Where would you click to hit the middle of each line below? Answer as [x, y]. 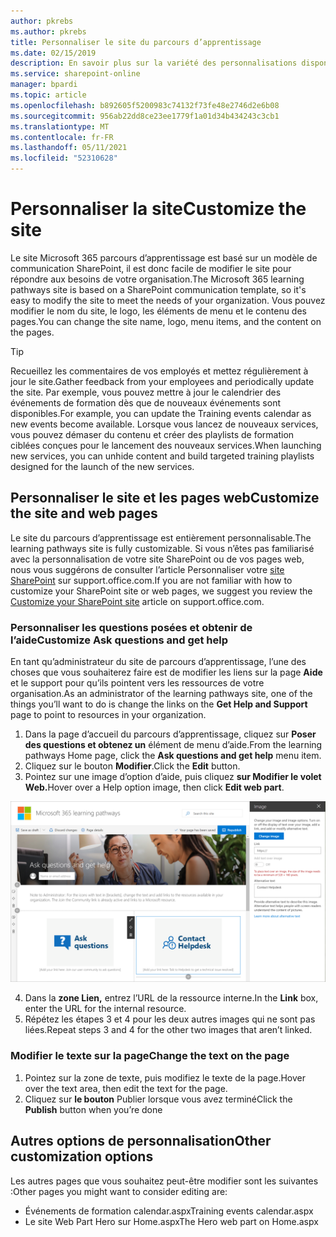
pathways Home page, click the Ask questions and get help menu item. [173, 756]
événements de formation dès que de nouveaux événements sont [145, 402]
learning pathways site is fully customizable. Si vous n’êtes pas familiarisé [162, 548]
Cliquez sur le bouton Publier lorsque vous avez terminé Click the [158, 1099]
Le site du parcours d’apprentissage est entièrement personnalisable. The [161, 537]
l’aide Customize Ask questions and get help [119, 640]
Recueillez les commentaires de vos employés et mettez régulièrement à [159, 371]
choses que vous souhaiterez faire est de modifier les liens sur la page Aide [166, 672]
